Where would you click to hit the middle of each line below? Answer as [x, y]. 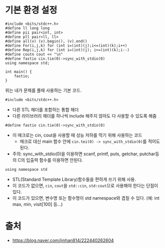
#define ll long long [27, 28]
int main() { [19, 72]
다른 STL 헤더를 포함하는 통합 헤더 [45, 110]
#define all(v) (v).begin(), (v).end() [46, 41]
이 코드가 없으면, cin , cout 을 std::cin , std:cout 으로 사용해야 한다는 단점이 [85, 185]
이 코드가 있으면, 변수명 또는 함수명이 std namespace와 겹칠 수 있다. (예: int [86, 198]
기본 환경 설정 [31, 10]
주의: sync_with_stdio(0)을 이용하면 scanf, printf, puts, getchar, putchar [84, 154]
